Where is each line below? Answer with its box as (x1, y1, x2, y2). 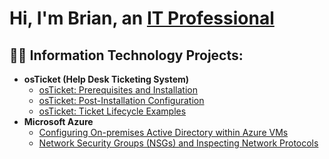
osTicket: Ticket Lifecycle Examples (38, 105, 187, 117)
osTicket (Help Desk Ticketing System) (23, 73, 190, 85)
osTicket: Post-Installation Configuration (38, 95, 205, 106)
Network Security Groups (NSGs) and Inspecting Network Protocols (38, 137, 319, 149)
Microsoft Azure (23, 116, 94, 127)
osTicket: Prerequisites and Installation (38, 84, 199, 96)
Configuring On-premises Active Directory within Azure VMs (38, 127, 289, 138)
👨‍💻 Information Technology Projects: (9, 47, 244, 64)
